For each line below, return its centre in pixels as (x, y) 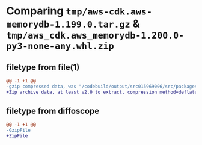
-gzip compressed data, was (41, 86)
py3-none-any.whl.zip (60, 46)
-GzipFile (19, 131)
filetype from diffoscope (53, 111)
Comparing (35, 11)
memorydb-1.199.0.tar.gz (68, 25)
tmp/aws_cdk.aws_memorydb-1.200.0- (95, 36)
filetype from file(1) (43, 67)
